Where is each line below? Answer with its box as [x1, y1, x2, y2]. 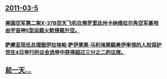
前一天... [5, 66, 32, 74]
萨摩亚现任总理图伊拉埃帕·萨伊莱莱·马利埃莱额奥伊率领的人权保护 [5, 41, 162, 48]
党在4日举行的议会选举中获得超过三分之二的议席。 [5, 49, 126, 56]
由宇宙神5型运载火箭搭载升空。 [5, 27, 80, 34]
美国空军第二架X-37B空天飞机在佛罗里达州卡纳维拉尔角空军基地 [5, 20, 159, 27]
